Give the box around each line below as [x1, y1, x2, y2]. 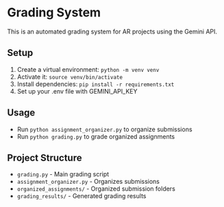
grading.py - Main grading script [16, 170, 110, 178]
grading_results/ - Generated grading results [16, 192, 147, 200]
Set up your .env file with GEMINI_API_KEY [16, 87, 138, 95]
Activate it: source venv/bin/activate [16, 72, 123, 81]
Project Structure [7, 152, 82, 163]
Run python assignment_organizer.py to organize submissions [16, 125, 193, 133]
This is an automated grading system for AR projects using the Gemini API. [7, 27, 218, 36]
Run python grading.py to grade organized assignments [16, 132, 175, 141]
